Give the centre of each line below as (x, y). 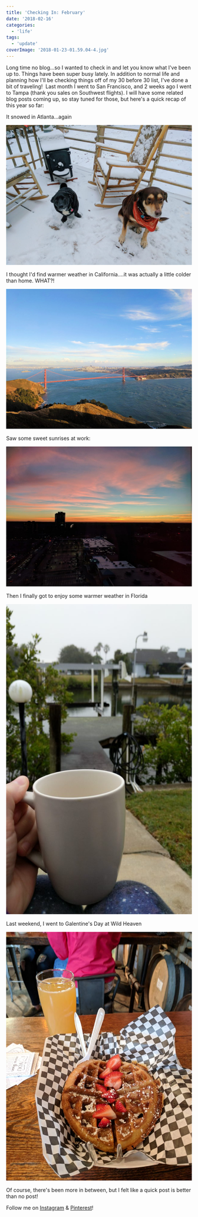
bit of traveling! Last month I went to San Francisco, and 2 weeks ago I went (99, 86)
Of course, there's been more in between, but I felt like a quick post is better (99, 1190)
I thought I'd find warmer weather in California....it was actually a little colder (99, 274)
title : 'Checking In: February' (46, 12)
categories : (21, 25)
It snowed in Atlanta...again (39, 117)
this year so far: (25, 105)
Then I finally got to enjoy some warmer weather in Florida (77, 595)
